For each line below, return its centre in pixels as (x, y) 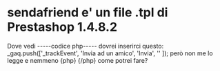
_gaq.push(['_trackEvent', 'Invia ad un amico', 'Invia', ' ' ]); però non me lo (110, 53)
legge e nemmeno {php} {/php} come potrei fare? (78, 60)
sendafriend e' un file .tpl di (88, 13)
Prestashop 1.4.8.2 (62, 27)
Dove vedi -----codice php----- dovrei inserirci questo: (86, 46)
